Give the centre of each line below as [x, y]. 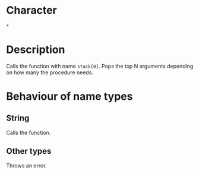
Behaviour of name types [70, 97]
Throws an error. [26, 165]
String [18, 118]
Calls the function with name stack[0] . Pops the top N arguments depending [100, 66]
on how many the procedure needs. [50, 72]
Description [36, 50]
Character [32, 10]
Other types [29, 151]
